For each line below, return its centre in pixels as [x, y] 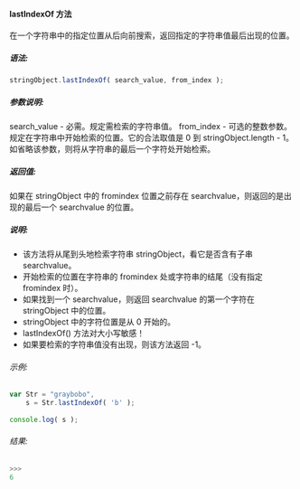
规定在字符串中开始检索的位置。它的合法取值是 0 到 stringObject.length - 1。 [151, 138]
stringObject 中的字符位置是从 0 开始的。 [99, 322]
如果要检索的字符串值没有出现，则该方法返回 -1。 [114, 344]
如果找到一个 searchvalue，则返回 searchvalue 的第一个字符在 [138, 299]
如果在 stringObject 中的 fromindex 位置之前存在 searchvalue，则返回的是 [147, 195]
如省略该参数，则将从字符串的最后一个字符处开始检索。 [112, 149]
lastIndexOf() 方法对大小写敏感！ [84, 333]
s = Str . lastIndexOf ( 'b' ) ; [80, 403]
